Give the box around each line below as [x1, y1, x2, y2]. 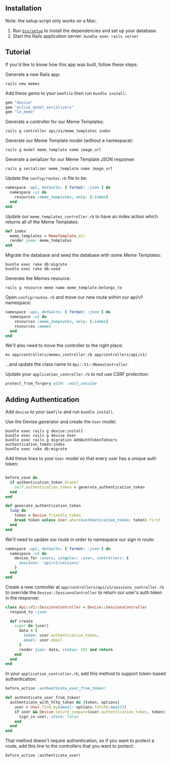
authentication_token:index [5, 442, 65, 447]
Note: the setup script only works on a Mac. [5, 17, 97, 23]
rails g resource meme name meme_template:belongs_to [5, 285, 123, 291]
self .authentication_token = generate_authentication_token [14, 485, 145, 490]
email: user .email [23, 638, 63, 643]
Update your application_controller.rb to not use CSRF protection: [5, 371, 149, 377]
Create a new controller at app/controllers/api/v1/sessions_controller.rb [5, 584, 164, 590]
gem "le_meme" [5, 109, 36, 114]
